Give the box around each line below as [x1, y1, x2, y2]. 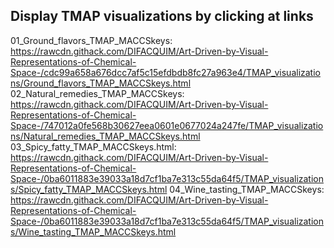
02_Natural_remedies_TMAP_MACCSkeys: [10, 87, 185, 99]
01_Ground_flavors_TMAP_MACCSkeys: [10, 34, 173, 46]
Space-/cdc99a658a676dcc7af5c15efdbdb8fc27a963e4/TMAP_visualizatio [10, 66, 321, 78]
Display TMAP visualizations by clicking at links [10, 8, 314, 25]
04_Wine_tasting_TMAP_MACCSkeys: [169, 183, 325, 195]
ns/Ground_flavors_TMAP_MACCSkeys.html [10, 77, 192, 89]
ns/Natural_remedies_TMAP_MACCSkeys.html [10, 130, 201, 142]
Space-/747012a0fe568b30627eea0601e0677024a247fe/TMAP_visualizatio [10, 119, 324, 131]
